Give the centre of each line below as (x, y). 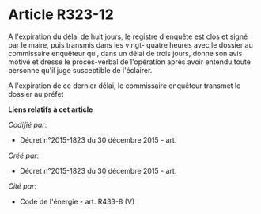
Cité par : (23, 186)
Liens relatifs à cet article (51, 109)
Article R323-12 (61, 15)
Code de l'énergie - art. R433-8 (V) (77, 201)
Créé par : (24, 155)
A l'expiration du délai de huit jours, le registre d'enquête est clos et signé (128, 36)
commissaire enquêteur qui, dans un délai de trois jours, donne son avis (125, 53)
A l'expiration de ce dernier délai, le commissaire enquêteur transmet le (125, 86)
